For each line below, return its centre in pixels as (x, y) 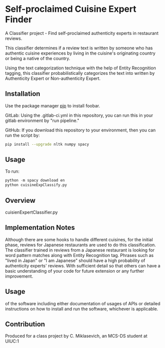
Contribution (25, 324)
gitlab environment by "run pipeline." (42, 120)
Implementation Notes (40, 228)
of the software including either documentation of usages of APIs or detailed (83, 303)
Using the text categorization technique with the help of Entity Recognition (81, 68)
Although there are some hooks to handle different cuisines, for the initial (79, 239)
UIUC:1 (12, 341)
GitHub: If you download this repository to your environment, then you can (81, 130)
